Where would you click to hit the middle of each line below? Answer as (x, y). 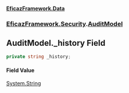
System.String (24, 83)
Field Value (20, 70)
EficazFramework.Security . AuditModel (64, 24)
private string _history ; (38, 57)
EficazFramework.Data (35, 8)
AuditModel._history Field (56, 43)
